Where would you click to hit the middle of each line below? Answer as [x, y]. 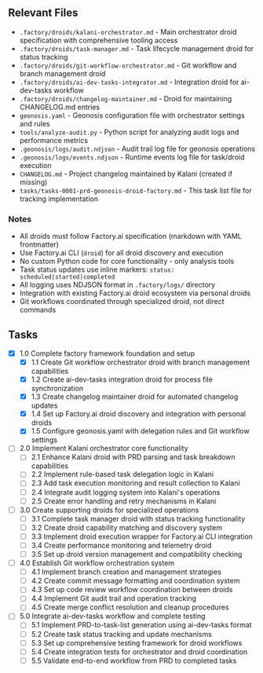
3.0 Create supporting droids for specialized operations [109, 510]
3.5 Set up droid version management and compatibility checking [137, 554]
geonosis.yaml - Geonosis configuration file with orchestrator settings [132, 115]
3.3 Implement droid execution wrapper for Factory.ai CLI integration [142, 536]
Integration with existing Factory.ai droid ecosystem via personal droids [135, 293]
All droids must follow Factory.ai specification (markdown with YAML [130, 236]
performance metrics [54, 140]
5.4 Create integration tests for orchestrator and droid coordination [139, 652]
